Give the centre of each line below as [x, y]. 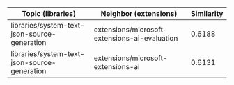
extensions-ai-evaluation [136, 38]
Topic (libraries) [49, 13]
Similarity [207, 13]
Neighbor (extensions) [139, 13]
